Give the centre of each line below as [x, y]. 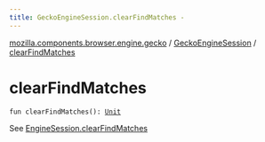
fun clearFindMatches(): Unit [65, 112]
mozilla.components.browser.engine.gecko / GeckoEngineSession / [133, 43]
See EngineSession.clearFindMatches [79, 128]
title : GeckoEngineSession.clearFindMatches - [97, 17]
